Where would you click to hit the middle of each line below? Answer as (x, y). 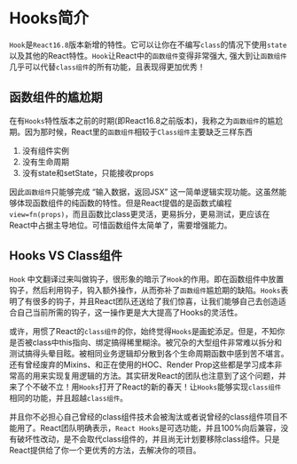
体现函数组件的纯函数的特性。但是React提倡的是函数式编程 (124, 203)
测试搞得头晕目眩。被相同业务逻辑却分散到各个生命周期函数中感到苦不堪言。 (149, 353)
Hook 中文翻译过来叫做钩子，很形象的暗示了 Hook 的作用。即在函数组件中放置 (147, 279)
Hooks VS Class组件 (66, 256)
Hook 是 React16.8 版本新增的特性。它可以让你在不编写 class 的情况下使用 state (148, 44)
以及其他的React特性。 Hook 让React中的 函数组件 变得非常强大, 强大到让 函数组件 (148, 55)
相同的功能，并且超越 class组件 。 (69, 397)
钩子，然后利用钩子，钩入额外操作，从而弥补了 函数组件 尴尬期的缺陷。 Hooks (145, 290)
